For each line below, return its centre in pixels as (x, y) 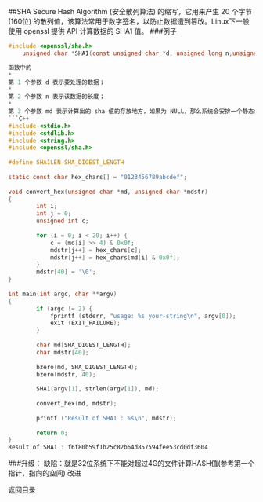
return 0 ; (52, 433)
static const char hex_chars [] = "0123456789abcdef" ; (98, 177)
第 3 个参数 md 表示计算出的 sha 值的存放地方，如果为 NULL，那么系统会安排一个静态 (131, 112)
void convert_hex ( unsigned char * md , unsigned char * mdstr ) (108, 192)
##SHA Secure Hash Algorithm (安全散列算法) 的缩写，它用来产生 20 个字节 (130, 11)
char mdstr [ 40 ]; (63, 352)
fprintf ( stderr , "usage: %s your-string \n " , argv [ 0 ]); (143, 316)
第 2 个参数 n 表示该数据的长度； (57, 97)
